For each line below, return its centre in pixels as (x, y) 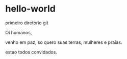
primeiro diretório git (27, 23)
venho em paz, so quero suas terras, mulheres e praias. (64, 42)
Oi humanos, (19, 32)
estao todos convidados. (31, 52)
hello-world (31, 9)
